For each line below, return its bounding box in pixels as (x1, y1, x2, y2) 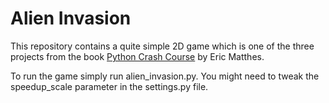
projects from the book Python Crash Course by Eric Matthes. (10, 50, 265, 62)
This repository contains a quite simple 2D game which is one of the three (10, 40, 315, 52)
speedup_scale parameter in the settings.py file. (10, 80, 209, 92)
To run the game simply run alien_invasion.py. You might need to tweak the (10, 70, 320, 82)
